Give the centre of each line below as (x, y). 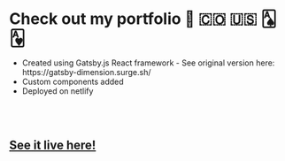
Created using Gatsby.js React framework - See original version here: (148, 63)
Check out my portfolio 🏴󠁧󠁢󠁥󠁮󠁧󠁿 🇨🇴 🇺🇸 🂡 (143, 19)
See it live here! (53, 146)
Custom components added (73, 81)
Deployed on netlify (58, 91)
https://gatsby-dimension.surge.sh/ (86, 72)
